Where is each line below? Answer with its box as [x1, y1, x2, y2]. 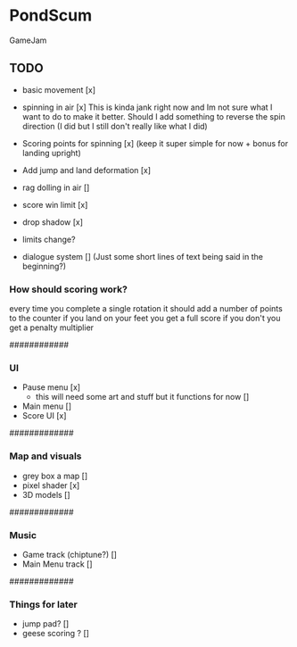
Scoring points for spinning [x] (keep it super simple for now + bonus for [21, 137, 289, 148]
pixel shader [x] [21, 479, 80, 491]
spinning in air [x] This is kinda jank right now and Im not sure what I [21, 102, 273, 112]
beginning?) [21, 261, 67, 271]
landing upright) [21, 147, 82, 158]
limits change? [21, 234, 76, 245]
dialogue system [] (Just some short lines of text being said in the [21, 251, 263, 261]
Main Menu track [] [21, 559, 93, 569]
